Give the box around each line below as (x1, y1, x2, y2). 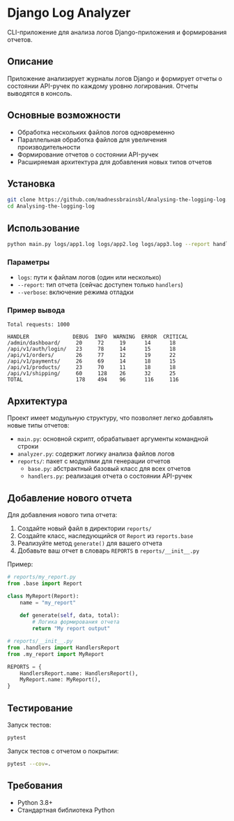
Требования (7, 780, 63, 792)
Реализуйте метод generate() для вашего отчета (17, 539, 162, 548)
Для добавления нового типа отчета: (7, 511, 118, 519)
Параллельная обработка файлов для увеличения (17, 135, 167, 144)
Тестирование (7, 702, 73, 714)
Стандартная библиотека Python (17, 806, 115, 814)
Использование (7, 222, 80, 234)
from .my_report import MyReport (7, 651, 104, 657)
